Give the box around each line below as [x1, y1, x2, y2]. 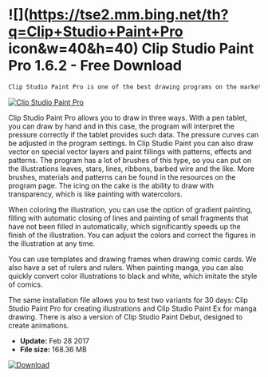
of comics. [8, 280, 43, 289]
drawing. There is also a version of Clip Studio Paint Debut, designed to [8, 312, 243, 321]
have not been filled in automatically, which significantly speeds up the [8, 221, 241, 231]
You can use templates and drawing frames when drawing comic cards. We [8, 254, 257, 264]
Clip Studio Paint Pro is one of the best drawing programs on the [8, 82, 238, 91]
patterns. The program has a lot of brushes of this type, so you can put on [8, 155, 252, 165]
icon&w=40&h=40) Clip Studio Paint [8, 40, 254, 58]
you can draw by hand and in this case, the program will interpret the [8, 121, 235, 131]
